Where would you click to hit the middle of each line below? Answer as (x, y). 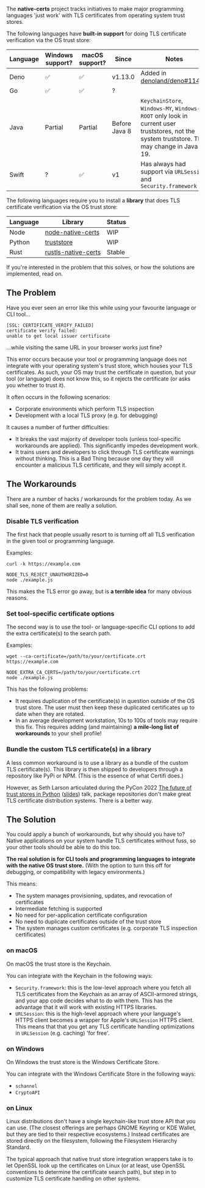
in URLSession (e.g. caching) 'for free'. (62, 1033)
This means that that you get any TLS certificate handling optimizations (105, 1026)
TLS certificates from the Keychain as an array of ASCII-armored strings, (106, 994)
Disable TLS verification (43, 521)
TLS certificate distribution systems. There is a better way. (80, 800)
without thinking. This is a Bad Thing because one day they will (94, 458)
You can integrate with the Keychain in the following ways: (80, 975)
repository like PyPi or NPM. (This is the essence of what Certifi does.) (95, 776)
